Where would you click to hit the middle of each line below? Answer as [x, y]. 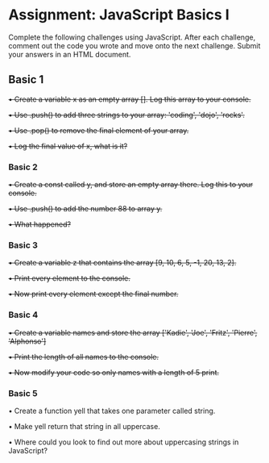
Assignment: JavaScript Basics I [119, 15]
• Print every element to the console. [69, 278]
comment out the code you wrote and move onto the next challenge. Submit [134, 45]
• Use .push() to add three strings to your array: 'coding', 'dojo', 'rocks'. [127, 115]
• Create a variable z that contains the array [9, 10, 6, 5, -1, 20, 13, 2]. [122, 263]
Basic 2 [23, 167]
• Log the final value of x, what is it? [68, 146]
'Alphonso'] [27, 341]
